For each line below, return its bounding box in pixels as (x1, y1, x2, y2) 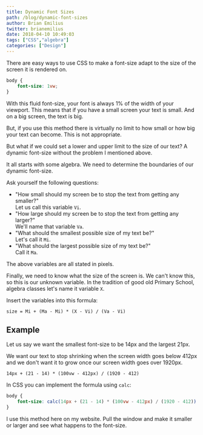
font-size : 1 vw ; (17, 83, 59, 89)
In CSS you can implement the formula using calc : (6, 381, 131, 388)
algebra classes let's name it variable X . (6, 285, 105, 292)
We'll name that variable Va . (15, 222, 84, 230)
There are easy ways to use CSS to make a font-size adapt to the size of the (6, 59, 196, 67)
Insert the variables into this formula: (6, 296, 98, 304)
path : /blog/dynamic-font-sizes (6, 15, 88, 21)
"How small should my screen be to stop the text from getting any (15, 190, 180, 198)
